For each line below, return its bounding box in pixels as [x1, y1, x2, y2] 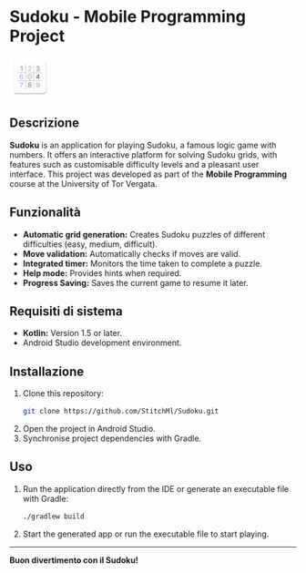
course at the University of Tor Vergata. [9, 178, 158, 189]
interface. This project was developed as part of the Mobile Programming [9, 169, 288, 179]
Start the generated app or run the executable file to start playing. [22, 528, 270, 539]
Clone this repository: [22, 388, 104, 399]
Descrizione [9, 116, 80, 131]
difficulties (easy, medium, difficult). [22, 239, 158, 250]
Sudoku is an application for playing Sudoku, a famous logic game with [9, 139, 277, 150]
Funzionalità [9, 205, 81, 220]
